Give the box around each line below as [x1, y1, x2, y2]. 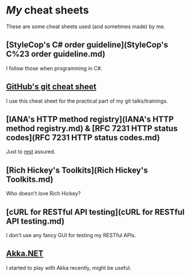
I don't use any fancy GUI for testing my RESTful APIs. [6, 232, 136, 238]
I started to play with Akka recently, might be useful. [6, 264, 132, 271]
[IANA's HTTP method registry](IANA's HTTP [6, 114, 174, 124]
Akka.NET [6, 249, 44, 259]
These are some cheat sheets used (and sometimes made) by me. [6, 23, 165, 30]
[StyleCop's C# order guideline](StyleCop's [6, 40, 168, 50]
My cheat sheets [6, 4, 89, 17]
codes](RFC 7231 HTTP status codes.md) [6, 133, 160, 143]
